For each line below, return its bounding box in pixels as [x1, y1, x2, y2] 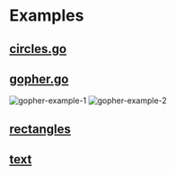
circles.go [9, 41, 67, 57]
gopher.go [9, 71, 69, 86]
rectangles [9, 121, 72, 136]
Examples [9, 5, 84, 26]
